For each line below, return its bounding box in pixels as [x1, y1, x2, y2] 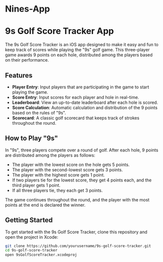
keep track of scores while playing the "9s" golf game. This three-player [5, 47, 150, 53]
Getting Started [5, 216, 53, 224]
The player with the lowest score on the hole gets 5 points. [12, 162, 130, 167]
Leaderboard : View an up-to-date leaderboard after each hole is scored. [12, 99, 158, 105]
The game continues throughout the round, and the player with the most [5, 196, 150, 202]
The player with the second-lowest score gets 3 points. [12, 166, 123, 173]
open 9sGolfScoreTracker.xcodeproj [5, 252, 77, 258]
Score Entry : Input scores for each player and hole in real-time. [12, 94, 140, 100]
